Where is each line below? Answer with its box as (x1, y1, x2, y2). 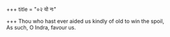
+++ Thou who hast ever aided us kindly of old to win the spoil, (6, 18, 165, 24)
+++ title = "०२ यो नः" (6, 6, 56, 13)
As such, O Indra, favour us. (6, 24, 76, 31)
